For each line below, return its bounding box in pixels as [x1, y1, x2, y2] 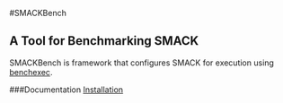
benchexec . [9, 66, 53, 77]
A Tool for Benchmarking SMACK [9, 33, 199, 48]
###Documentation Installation [9, 84, 124, 95]
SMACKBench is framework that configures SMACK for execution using [9, 57, 274, 68]
